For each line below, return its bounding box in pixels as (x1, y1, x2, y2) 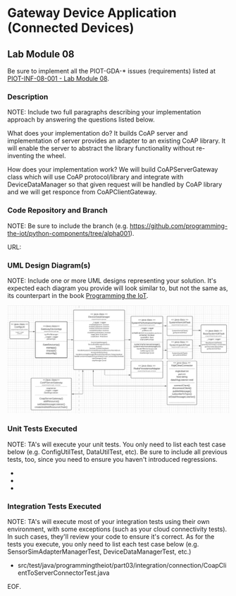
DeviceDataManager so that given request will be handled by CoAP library (7, 180, 223, 189)
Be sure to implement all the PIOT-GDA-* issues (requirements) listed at (7, 67, 216, 75)
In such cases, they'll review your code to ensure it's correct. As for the (7, 532, 215, 541)
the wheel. (35, 152, 66, 160)
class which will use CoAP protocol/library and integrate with (7, 173, 184, 181)
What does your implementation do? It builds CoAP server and (7, 129, 188, 138)
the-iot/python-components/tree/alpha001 (7, 229, 130, 237)
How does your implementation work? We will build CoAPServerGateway (7, 165, 218, 174)
